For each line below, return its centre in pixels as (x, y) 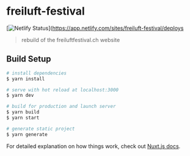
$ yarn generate (27, 134)
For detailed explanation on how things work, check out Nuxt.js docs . (93, 146)
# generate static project (41, 129)
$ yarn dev (20, 96)
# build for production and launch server (61, 107)
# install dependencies (37, 73)
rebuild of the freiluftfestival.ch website (71, 40)
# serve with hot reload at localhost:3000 (63, 90)
